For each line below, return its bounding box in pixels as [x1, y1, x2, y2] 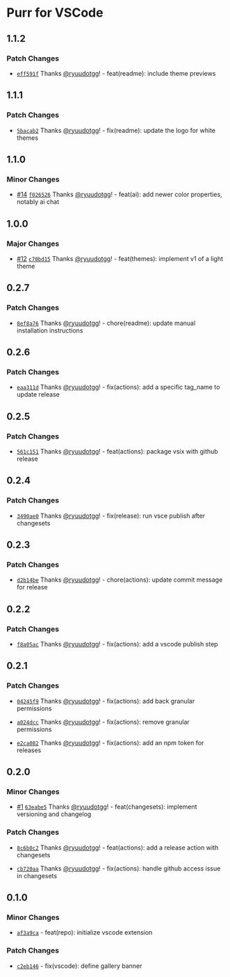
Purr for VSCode [6, 5, 104, 21]
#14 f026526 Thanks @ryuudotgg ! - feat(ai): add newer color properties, [16, 190, 223, 199]
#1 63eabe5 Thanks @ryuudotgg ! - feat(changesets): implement [16, 802, 197, 811]
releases [16, 746, 42, 754]
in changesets [16, 871, 57, 880]
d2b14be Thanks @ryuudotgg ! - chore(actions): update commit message [16, 575, 223, 584]
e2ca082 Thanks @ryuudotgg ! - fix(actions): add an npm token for [16, 738, 204, 747]
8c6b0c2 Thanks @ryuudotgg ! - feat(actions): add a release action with [16, 843, 219, 852]
